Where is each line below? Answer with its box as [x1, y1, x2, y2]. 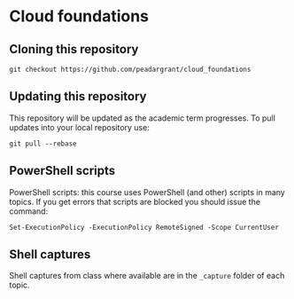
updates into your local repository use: [9, 122, 151, 132]
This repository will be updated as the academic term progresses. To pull [9, 113, 276, 123]
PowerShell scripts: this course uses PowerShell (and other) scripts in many [9, 186, 285, 197]
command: [9, 206, 49, 216]
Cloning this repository [9, 42, 139, 57]
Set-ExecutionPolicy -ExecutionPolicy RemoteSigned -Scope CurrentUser [9, 223, 279, 232]
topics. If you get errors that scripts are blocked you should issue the [9, 196, 261, 207]
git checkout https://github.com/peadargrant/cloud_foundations [9, 65, 251, 74]
